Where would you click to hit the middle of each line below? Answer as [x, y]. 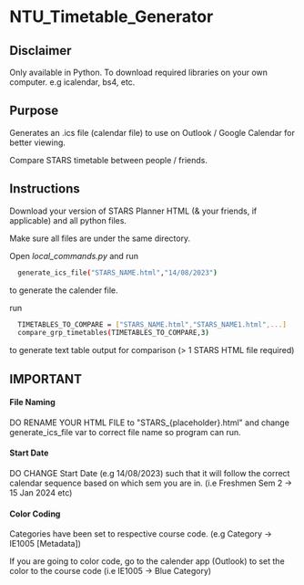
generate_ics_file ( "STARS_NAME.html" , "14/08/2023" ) [118, 272]
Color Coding [35, 514]
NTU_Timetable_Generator [111, 17]
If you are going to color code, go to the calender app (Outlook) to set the [147, 561]
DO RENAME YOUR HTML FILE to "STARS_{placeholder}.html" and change [149, 423]
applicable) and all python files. [68, 220]
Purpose [34, 111]
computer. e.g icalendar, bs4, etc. [72, 82]
